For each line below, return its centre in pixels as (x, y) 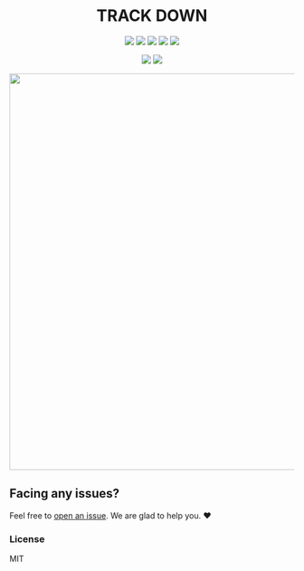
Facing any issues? (65, 494)
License (27, 538)
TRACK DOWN (152, 16)
